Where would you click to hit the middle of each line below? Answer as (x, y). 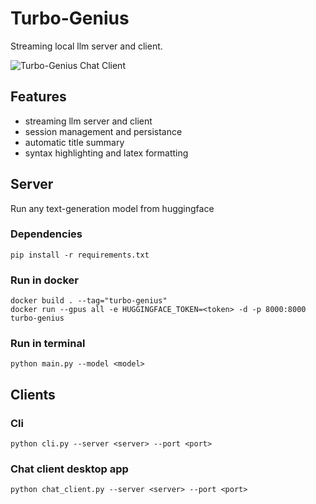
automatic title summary (74, 142)
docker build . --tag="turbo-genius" (89, 301)
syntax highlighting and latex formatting (106, 153)
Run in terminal (48, 344)
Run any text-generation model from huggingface (112, 208)
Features (38, 97)
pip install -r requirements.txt (80, 255)
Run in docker (44, 280)
